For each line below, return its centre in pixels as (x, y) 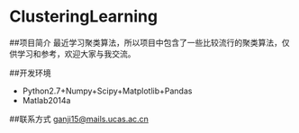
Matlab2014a (46, 100)
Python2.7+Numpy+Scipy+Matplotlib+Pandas (107, 91)
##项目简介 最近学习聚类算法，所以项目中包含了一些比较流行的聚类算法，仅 (149, 42)
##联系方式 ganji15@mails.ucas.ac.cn (79, 119)
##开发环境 (30, 73)
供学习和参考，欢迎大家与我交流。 (72, 53)
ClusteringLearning (84, 17)
